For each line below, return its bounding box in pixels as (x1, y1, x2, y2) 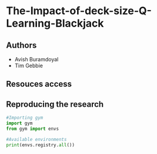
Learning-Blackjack (6, 17, 104, 30)
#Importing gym (6, 115, 44, 121)
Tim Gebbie (14, 62, 43, 69)
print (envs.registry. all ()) (6, 142, 75, 148)
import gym (6, 120, 33, 126)
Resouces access (6, 79, 72, 89)
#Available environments (6, 136, 67, 142)
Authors (6, 40, 37, 50)
